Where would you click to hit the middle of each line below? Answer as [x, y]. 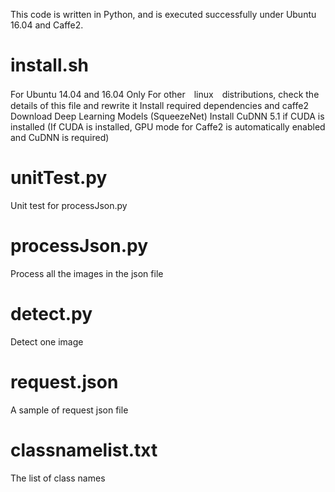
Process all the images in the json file [87, 273]
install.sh [49, 65]
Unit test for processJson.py [69, 205]
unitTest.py [59, 178]
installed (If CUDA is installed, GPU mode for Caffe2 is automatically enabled [168, 126]
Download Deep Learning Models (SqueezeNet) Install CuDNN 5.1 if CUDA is [167, 116]
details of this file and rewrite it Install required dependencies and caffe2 [159, 105]
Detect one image [47, 341]
